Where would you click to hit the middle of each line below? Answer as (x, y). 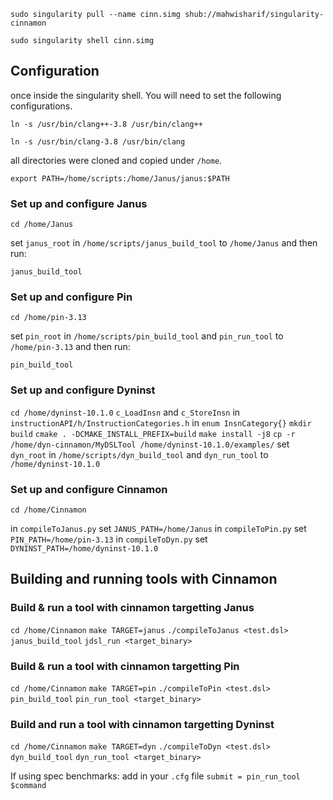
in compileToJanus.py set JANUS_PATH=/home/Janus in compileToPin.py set (158, 528)
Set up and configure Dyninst (83, 390)
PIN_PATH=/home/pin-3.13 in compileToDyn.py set (109, 539)
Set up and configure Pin (71, 297)
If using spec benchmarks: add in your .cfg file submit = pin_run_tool (155, 776)
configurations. (41, 106)
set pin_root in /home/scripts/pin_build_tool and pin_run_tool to (147, 336)
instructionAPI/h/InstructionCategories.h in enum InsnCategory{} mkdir (161, 422)
